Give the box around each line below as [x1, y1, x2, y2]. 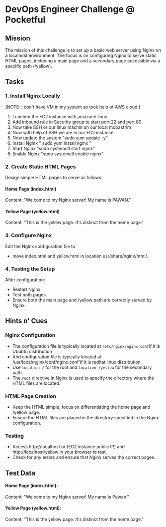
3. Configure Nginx [5, 232, 52, 239]
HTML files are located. [12, 380, 61, 386]
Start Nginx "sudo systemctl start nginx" [12, 145, 95, 151]
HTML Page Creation [5, 393, 56, 400]
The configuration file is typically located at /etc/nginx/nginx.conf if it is [12, 343, 160, 349]
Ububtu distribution [12, 348, 52, 354]
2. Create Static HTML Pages [5, 163, 76, 170]
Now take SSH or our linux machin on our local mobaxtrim [12, 124, 131, 130]
